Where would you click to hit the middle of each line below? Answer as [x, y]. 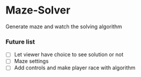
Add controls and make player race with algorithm [75, 68]
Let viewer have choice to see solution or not [69, 55]
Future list [20, 42]
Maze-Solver [38, 10]
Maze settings [31, 61]
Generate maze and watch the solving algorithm [64, 26]
